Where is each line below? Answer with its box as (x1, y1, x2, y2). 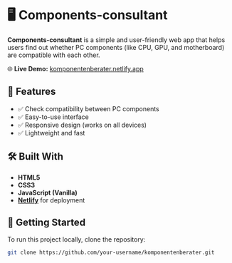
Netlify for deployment (17, 195, 85, 205)
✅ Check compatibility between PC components (17, 104, 159, 113)
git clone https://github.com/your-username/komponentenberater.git (7, 249, 215, 257)
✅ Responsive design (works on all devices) (17, 120, 147, 129)
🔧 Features (7, 86, 56, 98)
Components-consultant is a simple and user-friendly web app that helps (7, 35, 226, 44)
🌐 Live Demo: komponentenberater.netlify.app (7, 64, 144, 73)
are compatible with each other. (7, 51, 101, 59)
